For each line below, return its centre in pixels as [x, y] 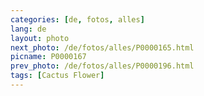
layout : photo [40, 38]
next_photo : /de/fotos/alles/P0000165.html [102, 47]
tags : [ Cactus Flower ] [57, 76]
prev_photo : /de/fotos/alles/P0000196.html [102, 66]
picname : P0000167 [48, 57]
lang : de [28, 29]
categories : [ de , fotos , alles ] [77, 19]
